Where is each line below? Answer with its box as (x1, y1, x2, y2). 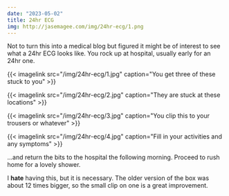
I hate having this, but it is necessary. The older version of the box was (7, 174, 210, 182)
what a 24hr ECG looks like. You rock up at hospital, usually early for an (7, 49, 211, 57)
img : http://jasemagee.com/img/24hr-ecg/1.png (7, 23, 144, 30)
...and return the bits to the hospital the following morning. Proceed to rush (7, 153, 220, 161)
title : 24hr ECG (7, 17, 54, 24)
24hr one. (7, 57, 35, 65)
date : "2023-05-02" (7, 10, 64, 17)
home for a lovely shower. (7, 161, 81, 169)
